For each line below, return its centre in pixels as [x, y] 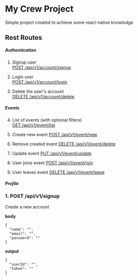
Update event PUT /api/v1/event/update [52, 154]
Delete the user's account [38, 91]
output [12, 251]
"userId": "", [24, 264]
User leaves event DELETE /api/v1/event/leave [58, 172]
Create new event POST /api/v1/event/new [55, 135]
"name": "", [22, 229]
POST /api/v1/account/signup [42, 68]
